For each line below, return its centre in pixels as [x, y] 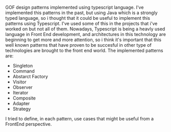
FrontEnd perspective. [29, 124]
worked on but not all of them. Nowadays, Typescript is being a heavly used [85, 29]
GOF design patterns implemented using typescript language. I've [75, 7]
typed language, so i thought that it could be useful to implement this [78, 18]
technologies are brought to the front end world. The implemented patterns [84, 51]
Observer [23, 87]
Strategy [22, 109]
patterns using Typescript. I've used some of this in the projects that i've [81, 23]
